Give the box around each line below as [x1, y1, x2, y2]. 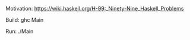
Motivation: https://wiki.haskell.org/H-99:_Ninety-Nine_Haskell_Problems [5, 5, 184, 12]
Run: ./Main [5, 28, 34, 35]
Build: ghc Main [5, 16, 44, 23]
